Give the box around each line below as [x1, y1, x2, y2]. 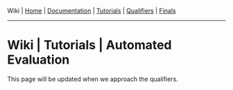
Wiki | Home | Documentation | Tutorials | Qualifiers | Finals [7, 7, 176, 15]
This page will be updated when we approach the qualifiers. [7, 75, 178, 83]
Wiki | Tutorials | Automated [7, 37, 172, 53]
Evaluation [7, 52, 70, 68]
